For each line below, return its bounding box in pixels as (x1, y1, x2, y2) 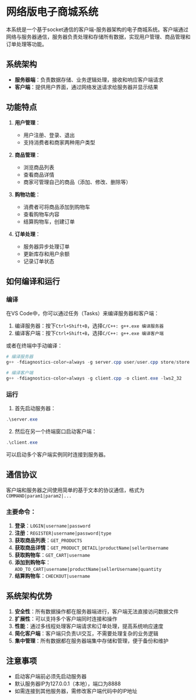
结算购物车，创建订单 (23, 218, 75, 225)
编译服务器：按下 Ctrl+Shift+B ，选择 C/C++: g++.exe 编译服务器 (14, 322, 164, 329)
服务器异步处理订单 (23, 243, 70, 250)
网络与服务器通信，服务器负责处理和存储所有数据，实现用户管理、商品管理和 (6, 33, 191, 40)
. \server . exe (6, 417, 38, 422)
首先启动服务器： (14, 405, 56, 412)
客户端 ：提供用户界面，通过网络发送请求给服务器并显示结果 (14, 83, 159, 90)
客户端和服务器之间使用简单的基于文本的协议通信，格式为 (6, 486, 145, 493)
